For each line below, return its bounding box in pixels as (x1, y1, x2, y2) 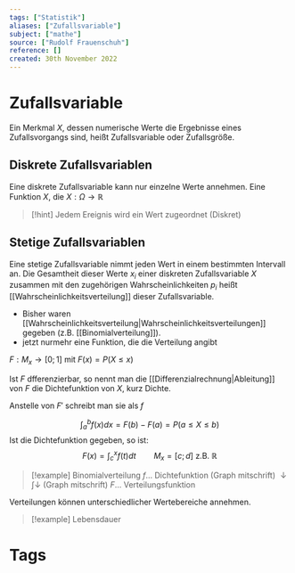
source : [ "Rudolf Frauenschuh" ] (9, 37, 129, 47)
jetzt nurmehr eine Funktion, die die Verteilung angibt (21, 337, 218, 348)
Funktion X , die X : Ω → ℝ (9, 191, 104, 201)
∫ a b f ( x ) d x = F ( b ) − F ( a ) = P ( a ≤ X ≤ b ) (79, 417, 220, 432)
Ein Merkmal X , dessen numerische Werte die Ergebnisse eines (9, 122, 242, 133)
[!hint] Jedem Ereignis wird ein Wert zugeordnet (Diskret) (30, 209, 242, 219)
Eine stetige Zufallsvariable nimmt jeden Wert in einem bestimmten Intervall (9, 258, 286, 269)
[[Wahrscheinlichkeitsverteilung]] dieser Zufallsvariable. (9, 291, 215, 302)
